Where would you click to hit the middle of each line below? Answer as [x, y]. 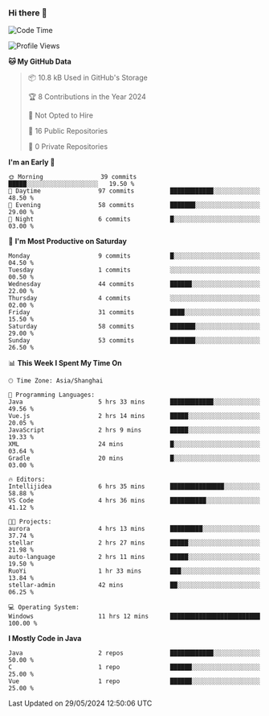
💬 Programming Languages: [51, 395]
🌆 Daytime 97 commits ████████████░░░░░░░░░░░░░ [134, 191]
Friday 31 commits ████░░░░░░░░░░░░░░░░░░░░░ [134, 312]
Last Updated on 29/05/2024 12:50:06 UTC [80, 703]
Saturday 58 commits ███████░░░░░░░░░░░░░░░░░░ [134, 327]
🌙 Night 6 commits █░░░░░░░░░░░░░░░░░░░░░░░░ [134, 219]
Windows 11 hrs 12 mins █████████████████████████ [134, 617]
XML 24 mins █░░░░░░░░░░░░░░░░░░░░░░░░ [134, 445]
